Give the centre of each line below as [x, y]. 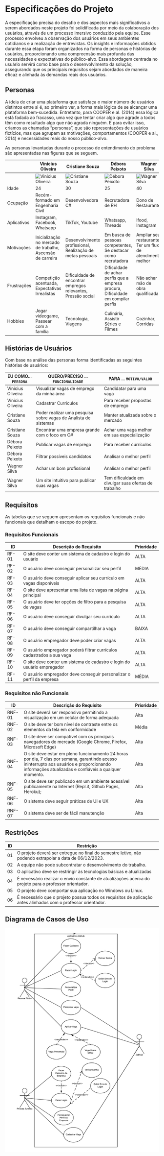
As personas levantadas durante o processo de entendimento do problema [80, 147]
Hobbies [16, 321]
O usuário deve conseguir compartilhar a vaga [70, 628]
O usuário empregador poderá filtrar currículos [70, 650]
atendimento [149, 255]
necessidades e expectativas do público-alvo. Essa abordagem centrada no [81, 59]
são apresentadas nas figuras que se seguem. [51, 153]
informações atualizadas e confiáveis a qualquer [72, 769]
